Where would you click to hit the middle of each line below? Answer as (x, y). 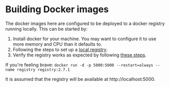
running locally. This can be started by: (46, 28)
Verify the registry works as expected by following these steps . (80, 55)
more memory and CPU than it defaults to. (58, 44)
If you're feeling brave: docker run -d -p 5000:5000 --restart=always (79, 65)
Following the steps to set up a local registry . (60, 49)
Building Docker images (57, 9)
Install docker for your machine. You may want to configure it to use (84, 39)
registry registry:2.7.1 (43, 70)
